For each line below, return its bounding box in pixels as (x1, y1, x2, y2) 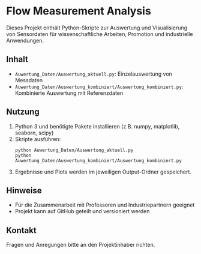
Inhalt (6, 54, 28, 64)
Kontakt (6, 225, 37, 235)
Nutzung (6, 107, 40, 117)
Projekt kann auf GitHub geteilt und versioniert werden (14, 208, 150, 215)
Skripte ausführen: (14, 135, 61, 142)
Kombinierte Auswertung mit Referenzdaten (14, 89, 124, 97)
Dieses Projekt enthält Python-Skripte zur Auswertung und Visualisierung (6, 24, 188, 31)
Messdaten (14, 76, 43, 83)
